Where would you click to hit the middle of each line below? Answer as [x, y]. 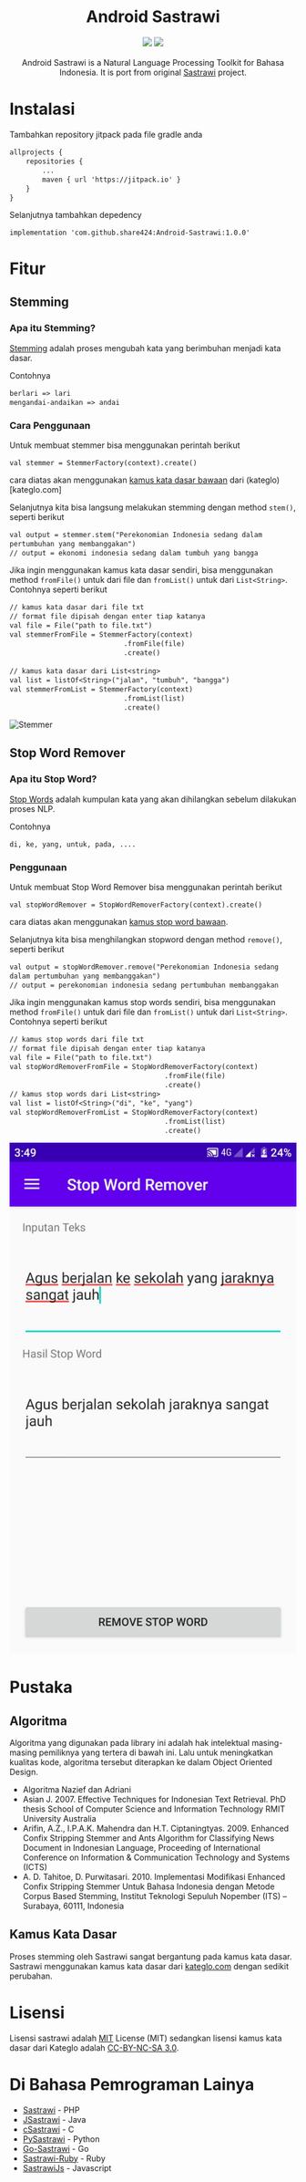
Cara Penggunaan [50, 425]
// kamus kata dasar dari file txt [77, 608]
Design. [24, 1772]
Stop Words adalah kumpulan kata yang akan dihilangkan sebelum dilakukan [153, 799]
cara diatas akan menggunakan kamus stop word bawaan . [119, 922]
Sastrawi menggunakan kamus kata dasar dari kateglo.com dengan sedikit [149, 1966]
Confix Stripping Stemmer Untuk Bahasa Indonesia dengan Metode [148, 1886]
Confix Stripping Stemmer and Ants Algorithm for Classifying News [148, 1838]
